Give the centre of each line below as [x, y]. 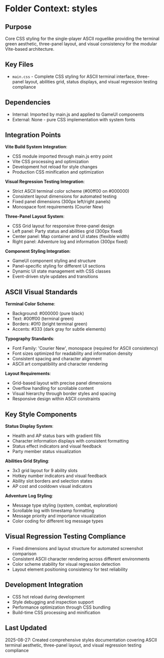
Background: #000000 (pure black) [48, 313]
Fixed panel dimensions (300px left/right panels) [61, 202]
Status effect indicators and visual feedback [57, 446]
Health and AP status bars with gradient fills [57, 436]
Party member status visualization [47, 451]
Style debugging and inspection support [53, 602]
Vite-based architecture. [30, 49]
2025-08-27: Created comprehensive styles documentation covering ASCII [81, 640]
